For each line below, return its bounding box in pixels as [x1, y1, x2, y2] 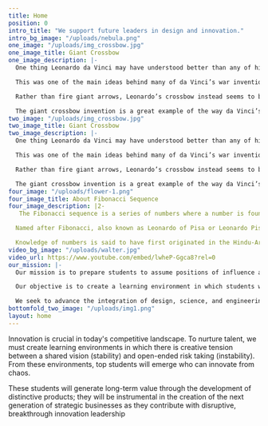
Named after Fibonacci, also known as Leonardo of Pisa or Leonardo [15, 225, 248, 233]
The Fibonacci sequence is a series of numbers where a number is [18, 209, 245, 218]
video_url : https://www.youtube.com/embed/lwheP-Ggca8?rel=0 [8, 253, 216, 261]
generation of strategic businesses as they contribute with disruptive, [8, 400, 237, 410]
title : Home [8, 11, 48, 20]
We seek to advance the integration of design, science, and [15, 297, 223, 305]
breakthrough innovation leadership [8, 408, 126, 418]
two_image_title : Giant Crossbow [8, 121, 120, 130]
